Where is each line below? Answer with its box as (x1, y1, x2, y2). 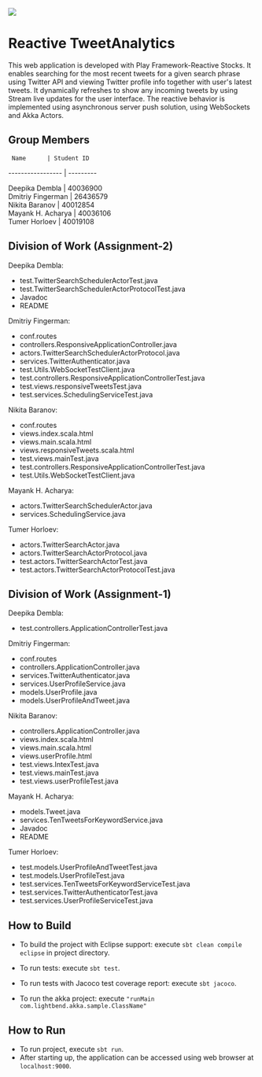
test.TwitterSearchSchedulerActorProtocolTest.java (19, 284, 186, 293)
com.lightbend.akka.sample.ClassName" (19, 1002, 147, 1010)
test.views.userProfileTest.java (19, 776, 119, 786)
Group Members (8, 134, 90, 147)
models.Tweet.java (19, 807, 81, 817)
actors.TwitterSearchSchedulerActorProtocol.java (19, 348, 180, 357)
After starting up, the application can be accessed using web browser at (19, 1053, 254, 1062)
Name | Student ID (11, 154, 90, 162)
